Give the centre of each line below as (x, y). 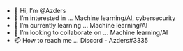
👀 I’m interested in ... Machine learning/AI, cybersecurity (95, 18)
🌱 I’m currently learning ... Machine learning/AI (81, 25)
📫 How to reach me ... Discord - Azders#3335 (81, 40)
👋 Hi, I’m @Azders (40, 11)
